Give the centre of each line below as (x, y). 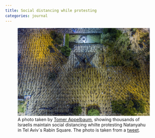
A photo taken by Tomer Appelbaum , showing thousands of (79, 119)
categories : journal (27, 16)
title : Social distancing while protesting (51, 10)
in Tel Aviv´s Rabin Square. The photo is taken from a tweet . (79, 130)
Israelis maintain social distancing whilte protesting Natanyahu (82, 125)
